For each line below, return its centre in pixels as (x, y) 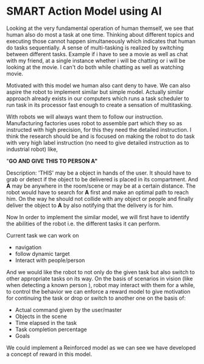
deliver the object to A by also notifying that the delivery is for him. (90, 205)
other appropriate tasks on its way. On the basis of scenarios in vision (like (100, 278)
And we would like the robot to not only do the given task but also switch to (100, 272)
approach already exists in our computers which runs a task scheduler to (98, 98)
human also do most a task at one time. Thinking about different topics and (100, 34)
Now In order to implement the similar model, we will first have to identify (98, 217)
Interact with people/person (50, 260)
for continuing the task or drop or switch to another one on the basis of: (96, 298)
